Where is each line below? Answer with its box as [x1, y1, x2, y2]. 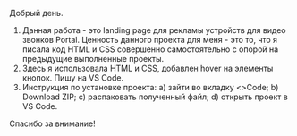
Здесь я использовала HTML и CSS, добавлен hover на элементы [21, 63, 274, 73]
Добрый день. [9, 8, 64, 18]
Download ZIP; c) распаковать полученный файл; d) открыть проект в [21, 91, 288, 102]
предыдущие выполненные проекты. [21, 54, 165, 64]
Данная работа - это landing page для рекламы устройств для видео [21, 25, 286, 35]
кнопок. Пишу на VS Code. [21, 72, 123, 83]
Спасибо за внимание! [9, 118, 96, 129]
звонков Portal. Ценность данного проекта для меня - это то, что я [21, 35, 278, 45]
